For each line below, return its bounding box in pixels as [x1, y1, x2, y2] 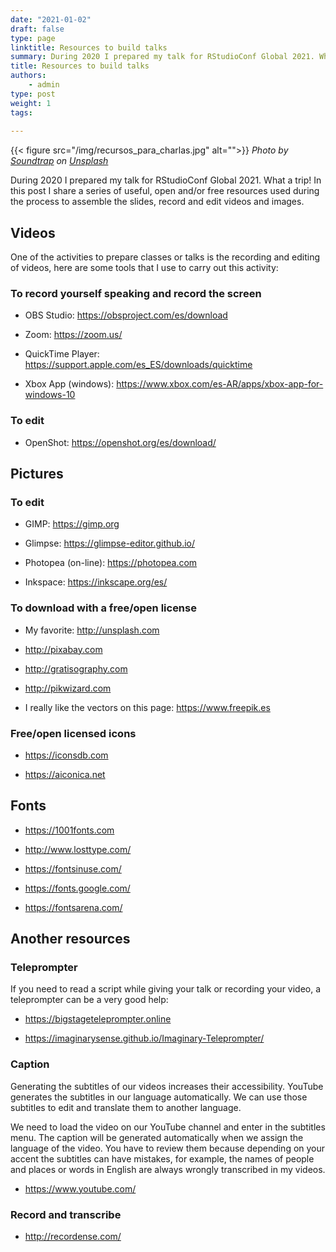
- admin [28, 80, 60, 90]
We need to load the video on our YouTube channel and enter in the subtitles [10, 1121, 326, 1133]
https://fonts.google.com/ [24, 882, 131, 894]
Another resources [10, 931, 131, 948]
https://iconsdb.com [24, 749, 109, 761]
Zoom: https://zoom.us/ [24, 329, 123, 341]
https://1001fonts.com [24, 824, 115, 836]
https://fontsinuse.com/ [24, 862, 122, 875]
